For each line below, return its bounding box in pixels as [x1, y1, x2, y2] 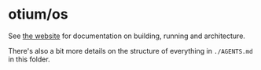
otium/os [8, 5, 68, 23]
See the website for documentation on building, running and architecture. [8, 31, 246, 40]
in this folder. [8, 54, 50, 64]
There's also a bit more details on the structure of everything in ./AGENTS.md [8, 46, 253, 55]
